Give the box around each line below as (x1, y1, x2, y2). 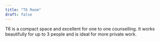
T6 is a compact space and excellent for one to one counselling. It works (5, 25, 155, 31)
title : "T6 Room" (5, 7, 41, 12)
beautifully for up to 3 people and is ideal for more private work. (5, 31, 137, 37)
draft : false (5, 12, 32, 17)
